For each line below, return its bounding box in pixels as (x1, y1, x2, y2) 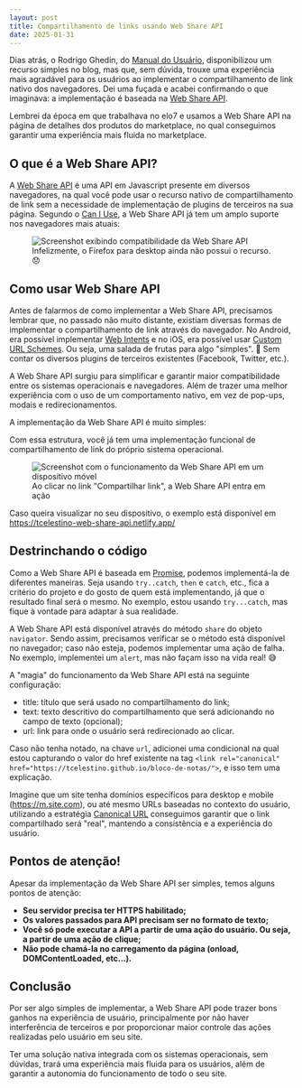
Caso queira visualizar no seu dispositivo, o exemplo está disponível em (9, 507, 277, 518)
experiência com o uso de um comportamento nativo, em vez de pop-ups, (9, 390, 286, 400)
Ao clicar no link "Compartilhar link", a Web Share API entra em (32, 480, 266, 491)
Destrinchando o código (9, 544, 148, 559)
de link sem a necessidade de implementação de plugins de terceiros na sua (9, 200, 294, 210)
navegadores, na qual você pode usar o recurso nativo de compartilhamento (9, 190, 294, 200)
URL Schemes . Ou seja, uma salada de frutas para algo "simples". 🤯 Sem (9, 344, 280, 354)
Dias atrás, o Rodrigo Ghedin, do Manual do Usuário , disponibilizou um (9, 55, 272, 66)
